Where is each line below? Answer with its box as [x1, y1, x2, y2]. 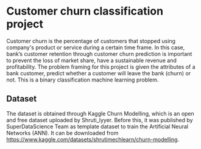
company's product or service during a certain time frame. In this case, [6, 44, 185, 51]
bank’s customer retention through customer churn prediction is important [6, 50, 192, 57]
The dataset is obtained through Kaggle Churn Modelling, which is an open [6, 109, 195, 117]
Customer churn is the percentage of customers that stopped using [6, 37, 175, 44]
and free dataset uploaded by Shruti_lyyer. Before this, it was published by [6, 116, 193, 123]
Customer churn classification [6, 4, 163, 18]
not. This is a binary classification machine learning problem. [6, 76, 159, 83]
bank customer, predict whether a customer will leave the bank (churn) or [6, 69, 191, 77]
